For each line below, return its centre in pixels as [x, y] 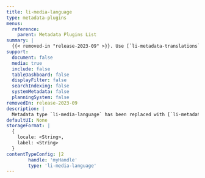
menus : [15, 23]
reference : [26, 29]
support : [17, 52]
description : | [26, 109]
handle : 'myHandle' [53, 160]
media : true [27, 63]
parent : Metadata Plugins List [57, 35]
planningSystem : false [41, 97]
